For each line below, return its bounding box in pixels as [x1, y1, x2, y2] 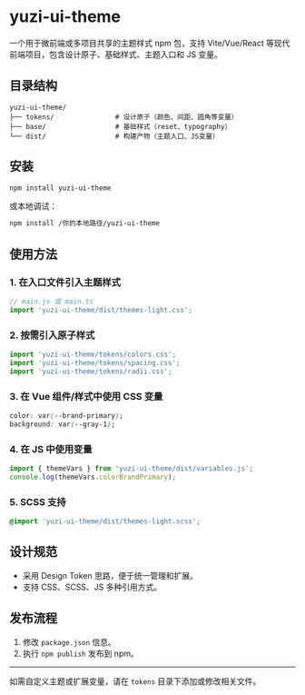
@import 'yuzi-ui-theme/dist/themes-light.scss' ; [9, 517, 202, 526]
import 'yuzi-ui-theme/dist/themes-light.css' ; [9, 305, 193, 314]
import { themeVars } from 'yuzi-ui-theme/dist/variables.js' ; [9, 464, 254, 473]
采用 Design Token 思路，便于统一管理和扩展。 [22, 570, 198, 581]
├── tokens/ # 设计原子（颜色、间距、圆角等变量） [9, 112, 239, 122]
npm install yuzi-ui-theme [9, 184, 112, 193]
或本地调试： [9, 201, 57, 212]
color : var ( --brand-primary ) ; [9, 411, 124, 420]
